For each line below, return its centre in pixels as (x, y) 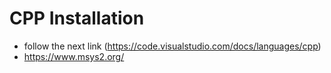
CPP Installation (77, 18)
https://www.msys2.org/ (74, 56)
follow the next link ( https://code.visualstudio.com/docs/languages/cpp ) (172, 46)
